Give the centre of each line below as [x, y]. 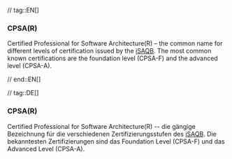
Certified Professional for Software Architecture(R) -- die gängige [101, 126]
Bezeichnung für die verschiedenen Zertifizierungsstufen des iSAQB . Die [112, 134]
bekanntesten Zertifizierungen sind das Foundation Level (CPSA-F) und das [116, 141]
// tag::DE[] [23, 93]
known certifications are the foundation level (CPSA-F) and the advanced [113, 58]
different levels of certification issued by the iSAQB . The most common [109, 51]
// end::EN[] [24, 79]
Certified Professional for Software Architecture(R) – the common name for [115, 43]
